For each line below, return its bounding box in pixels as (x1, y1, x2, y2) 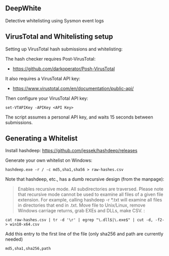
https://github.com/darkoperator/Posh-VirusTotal (12, 66, 115, 72)
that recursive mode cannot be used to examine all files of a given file (17, 191, 163, 197)
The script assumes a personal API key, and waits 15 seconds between (5, 114, 153, 120)
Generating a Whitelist (5, 134, 78, 143)
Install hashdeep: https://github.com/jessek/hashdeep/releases (5, 148, 138, 154)
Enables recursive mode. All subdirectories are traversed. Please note (17, 186, 164, 192)
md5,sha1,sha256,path (5, 246, 51, 251)
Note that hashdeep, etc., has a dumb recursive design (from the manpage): (5, 176, 164, 182)
